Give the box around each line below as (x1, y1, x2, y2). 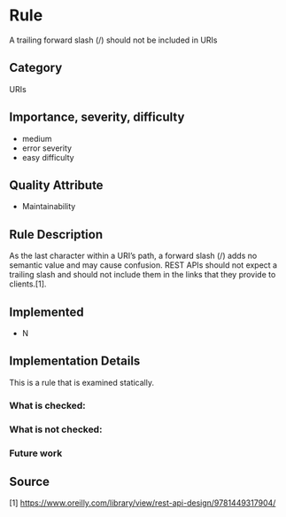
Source (9, 474, 50, 489)
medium (21, 133, 52, 144)
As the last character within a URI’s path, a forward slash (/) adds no (9, 250, 258, 262)
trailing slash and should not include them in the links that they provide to (9, 270, 276, 280)
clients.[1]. (9, 278, 47, 289)
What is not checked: (9, 423, 103, 435)
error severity (21, 143, 73, 153)
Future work (9, 447, 63, 459)
